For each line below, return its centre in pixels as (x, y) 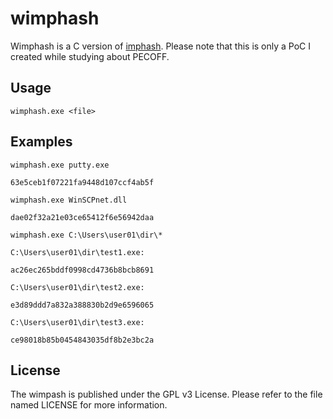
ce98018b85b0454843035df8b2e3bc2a (82, 340)
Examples (41, 142)
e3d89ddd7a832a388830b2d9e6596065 (82, 305)
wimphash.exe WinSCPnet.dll (69, 200)
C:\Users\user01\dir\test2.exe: (77, 287)
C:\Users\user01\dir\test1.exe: (77, 252)
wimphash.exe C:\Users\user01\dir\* (86, 235)
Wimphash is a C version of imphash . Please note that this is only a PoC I (161, 46)
